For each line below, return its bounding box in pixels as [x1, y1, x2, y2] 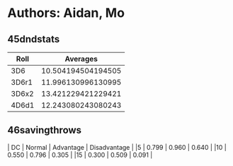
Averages [64, 54, 98, 64]
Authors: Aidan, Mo [7, 5, 125, 21]
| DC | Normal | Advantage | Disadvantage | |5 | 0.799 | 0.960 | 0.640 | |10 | [7, 143, 227, 151]
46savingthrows [7, 124, 82, 136]
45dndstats [7, 33, 60, 45]
